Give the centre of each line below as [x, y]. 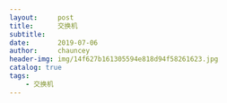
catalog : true [36, 68]
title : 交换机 [44, 26]
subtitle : [28, 34]
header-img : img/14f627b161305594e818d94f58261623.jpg [114, 59]
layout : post [42, 17]
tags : [19, 76]
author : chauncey [50, 51]
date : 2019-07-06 [54, 43]
